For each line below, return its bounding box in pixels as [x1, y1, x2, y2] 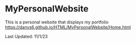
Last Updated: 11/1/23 [5, 33, 48, 39]
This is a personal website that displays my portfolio [5, 19, 109, 25]
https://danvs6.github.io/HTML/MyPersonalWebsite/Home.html [5, 24, 131, 30]
